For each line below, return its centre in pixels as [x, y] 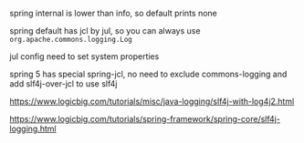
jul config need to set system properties [84, 56]
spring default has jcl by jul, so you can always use [105, 31]
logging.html [33, 128]
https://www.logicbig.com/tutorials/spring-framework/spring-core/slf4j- [145, 119]
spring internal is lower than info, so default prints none [113, 13]
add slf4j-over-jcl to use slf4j [63, 84]
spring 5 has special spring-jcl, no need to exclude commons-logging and [148, 74]
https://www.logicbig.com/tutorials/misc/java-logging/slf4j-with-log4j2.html [152, 101]
